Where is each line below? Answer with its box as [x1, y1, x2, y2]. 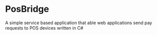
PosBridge [5, 3, 49, 15]
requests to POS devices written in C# [5, 25, 84, 31]
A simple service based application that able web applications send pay [5, 20, 153, 26]
